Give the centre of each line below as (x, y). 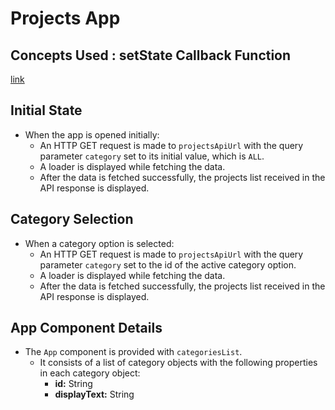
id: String (73, 384)
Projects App (65, 18)
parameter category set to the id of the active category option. (168, 264)
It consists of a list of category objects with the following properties (178, 363)
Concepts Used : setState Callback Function (151, 55)
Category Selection (72, 219)
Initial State (46, 110)
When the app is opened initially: (92, 134)
